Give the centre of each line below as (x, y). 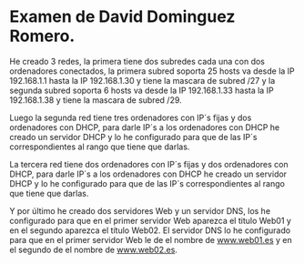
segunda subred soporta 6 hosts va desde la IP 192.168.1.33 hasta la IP (142, 90)
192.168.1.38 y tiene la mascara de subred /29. (96, 100)
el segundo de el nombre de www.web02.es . (93, 249)
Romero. (42, 36)
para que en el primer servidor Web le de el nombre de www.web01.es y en (151, 239)
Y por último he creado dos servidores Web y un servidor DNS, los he (140, 210)
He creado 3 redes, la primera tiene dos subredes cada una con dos (137, 61)
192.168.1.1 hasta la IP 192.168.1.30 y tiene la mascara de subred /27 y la (142, 80)
